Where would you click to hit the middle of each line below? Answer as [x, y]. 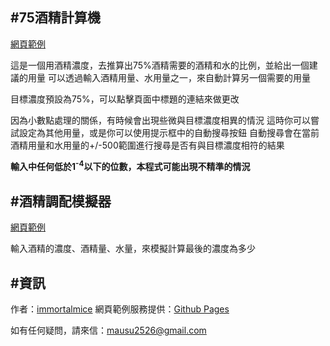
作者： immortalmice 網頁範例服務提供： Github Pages [120, 309]
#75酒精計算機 [55, 18]
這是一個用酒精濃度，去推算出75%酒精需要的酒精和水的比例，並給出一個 [160, 65]
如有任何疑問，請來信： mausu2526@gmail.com [108, 330]
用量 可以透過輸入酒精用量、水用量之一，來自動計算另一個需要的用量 [169, 77]
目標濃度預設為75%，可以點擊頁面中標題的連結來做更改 [125, 99]
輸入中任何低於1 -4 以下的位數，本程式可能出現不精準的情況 [130, 166]
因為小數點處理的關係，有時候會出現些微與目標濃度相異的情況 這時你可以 [160, 120]
